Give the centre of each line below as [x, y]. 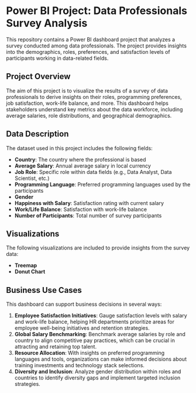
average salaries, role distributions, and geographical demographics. [89, 115]
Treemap [26, 265]
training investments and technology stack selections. [80, 365]
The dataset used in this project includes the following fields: [80, 148]
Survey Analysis [47, 23]
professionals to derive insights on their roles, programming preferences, [94, 97]
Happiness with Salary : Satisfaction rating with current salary [89, 203]
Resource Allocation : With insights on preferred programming [90, 353]
